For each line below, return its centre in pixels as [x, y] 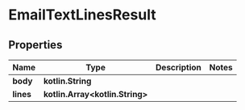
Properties [35, 45]
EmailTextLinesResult [82, 15]
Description [179, 68]
